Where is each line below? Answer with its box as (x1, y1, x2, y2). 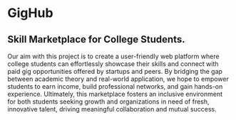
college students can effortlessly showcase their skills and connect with (7, 60, 219, 68)
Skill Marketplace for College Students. (7, 33, 185, 45)
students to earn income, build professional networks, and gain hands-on (7, 82, 223, 90)
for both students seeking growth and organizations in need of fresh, (7, 97, 210, 106)
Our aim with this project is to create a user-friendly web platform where (7, 52, 220, 60)
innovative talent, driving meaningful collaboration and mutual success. (7, 105, 217, 113)
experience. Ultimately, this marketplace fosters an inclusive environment (7, 90, 223, 98)
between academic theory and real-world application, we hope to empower (7, 75, 230, 83)
